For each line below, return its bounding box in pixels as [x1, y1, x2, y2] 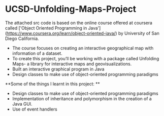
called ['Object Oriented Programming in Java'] [5, 25, 101, 31]
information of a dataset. [12, 50, 63, 56]
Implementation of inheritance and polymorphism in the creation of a [12, 95, 152, 102]
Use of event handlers [12, 106, 58, 112]
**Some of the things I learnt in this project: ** [5, 80, 100, 87]
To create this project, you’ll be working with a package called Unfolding [12, 55, 159, 61]
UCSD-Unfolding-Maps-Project [5, 3, 136, 15]
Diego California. [5, 36, 39, 41]
